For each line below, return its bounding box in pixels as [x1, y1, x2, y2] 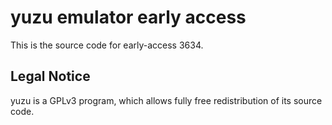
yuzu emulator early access [10, 6, 247, 29]
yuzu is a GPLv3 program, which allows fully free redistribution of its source [10, 94, 323, 106]
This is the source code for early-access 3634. [10, 39, 204, 51]
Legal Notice [10, 68, 91, 85]
